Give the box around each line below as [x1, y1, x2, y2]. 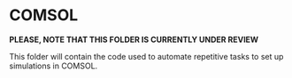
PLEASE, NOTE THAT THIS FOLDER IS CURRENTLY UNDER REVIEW [9, 34, 259, 45]
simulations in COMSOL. [9, 60, 98, 71]
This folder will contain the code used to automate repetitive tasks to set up [9, 51, 284, 61]
